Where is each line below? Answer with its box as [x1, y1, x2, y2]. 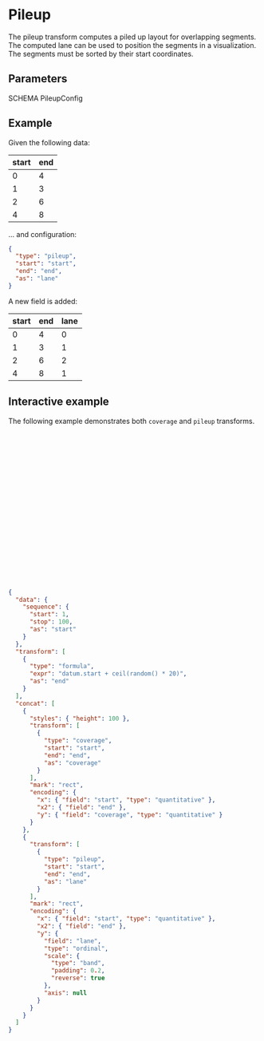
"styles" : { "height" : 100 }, [29, 714, 130, 722]
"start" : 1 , [29, 611, 69, 619]
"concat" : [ [15, 699, 56, 707]
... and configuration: [8, 229, 77, 239]
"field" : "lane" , [43, 936, 102, 945]
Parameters [8, 72, 68, 85]
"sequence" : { [22, 603, 69, 612]
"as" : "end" [29, 677, 69, 686]
